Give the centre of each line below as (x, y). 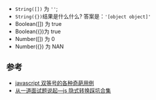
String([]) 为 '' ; (36, 9)
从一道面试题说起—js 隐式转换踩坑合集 (63, 90)
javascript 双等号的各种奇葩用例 (54, 83)
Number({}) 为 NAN (39, 46)
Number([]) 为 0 (35, 39)
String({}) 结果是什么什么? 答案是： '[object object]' (83, 16)
